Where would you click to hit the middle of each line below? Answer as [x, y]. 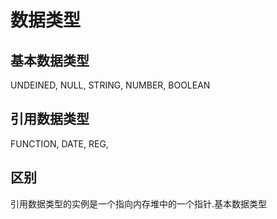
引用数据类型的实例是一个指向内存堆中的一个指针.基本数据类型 [139, 203]
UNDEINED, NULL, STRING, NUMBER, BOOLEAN [110, 85]
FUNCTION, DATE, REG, [59, 143]
